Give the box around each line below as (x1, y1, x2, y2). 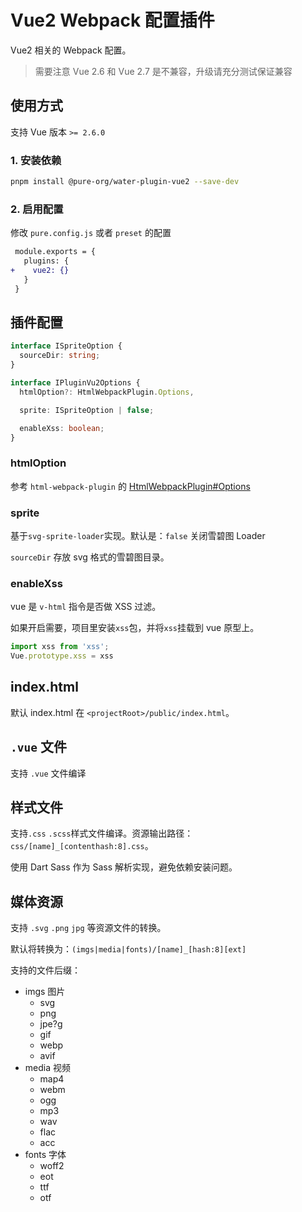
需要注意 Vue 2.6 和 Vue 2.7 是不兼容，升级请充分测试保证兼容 (34, 65, 293, 77)
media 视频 (24, 1062, 71, 1074)
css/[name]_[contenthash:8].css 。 (10, 840, 154, 852)
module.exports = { (14, 247, 97, 257)
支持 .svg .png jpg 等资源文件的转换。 (10, 922, 167, 934)
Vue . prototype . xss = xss (10, 651, 114, 661)
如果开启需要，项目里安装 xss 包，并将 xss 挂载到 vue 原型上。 (10, 622, 260, 634)
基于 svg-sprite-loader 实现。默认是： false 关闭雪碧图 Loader (10, 530, 266, 541)
